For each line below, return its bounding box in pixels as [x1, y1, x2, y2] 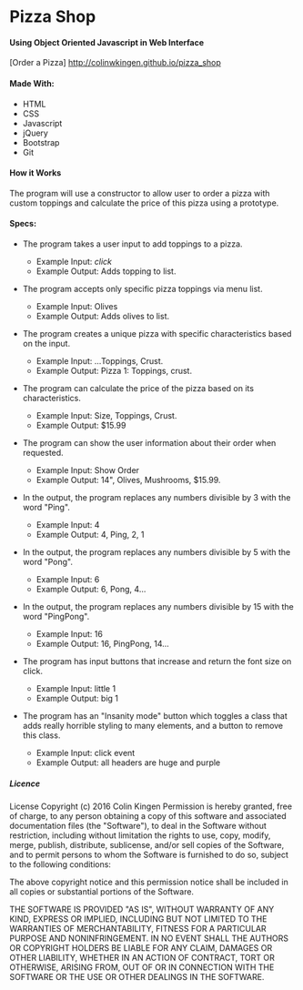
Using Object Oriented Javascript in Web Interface [9, 36, 205, 47]
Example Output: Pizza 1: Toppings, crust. [35, 366, 193, 376]
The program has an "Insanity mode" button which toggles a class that [22, 711, 288, 721]
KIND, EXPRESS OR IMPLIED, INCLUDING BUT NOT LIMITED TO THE [9, 913, 268, 924]
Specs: [9, 218, 37, 229]
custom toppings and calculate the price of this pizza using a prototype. [9, 197, 279, 208]
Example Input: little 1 [35, 683, 116, 693]
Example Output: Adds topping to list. [35, 266, 177, 277]
